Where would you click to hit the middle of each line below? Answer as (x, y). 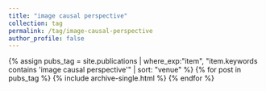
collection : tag (35, 23)
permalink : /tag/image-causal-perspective (81, 31)
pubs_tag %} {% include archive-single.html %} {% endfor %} (112, 78)
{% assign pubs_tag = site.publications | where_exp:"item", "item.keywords (133, 61)
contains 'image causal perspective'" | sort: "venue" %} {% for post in (125, 70)
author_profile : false (46, 38)
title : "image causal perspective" (68, 16)
